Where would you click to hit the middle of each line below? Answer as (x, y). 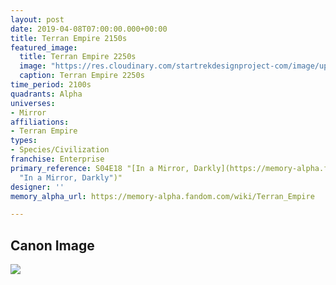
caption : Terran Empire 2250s (82, 76)
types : (24, 141)
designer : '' (37, 187)
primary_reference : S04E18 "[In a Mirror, (100, 168)
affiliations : (40, 122)
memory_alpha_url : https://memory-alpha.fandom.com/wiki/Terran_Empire (162, 196)
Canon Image (52, 245)
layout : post (37, 19)
